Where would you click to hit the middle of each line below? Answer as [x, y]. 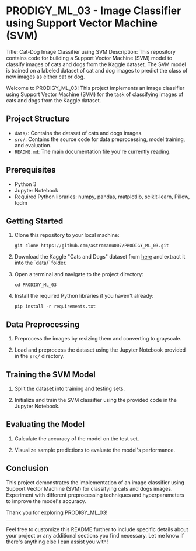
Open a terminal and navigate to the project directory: [79, 274]
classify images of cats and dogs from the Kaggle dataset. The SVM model [96, 64]
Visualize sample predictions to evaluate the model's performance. [95, 450]
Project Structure [38, 119]
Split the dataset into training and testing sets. [70, 388]
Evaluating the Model [45, 424]
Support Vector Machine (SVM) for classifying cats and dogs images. [89, 488]
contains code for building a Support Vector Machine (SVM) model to [89, 58]
